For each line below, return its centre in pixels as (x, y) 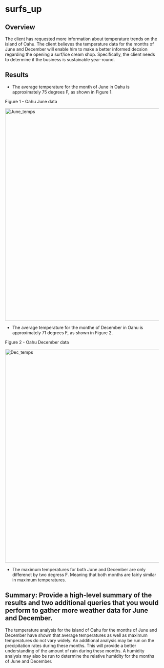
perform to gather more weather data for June (77, 610)
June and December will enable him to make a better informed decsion (76, 49)
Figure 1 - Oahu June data (31, 101)
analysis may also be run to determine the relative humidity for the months (80, 656)
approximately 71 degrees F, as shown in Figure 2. (62, 333)
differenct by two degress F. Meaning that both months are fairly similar (84, 575)
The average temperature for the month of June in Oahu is (71, 87)
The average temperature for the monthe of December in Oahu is (77, 327)
